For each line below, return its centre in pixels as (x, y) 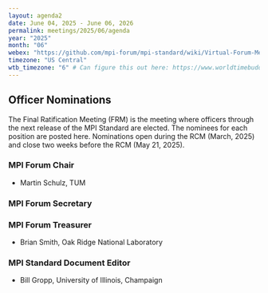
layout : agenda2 (35, 16)
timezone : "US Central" (48, 61)
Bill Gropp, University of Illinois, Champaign (91, 280)
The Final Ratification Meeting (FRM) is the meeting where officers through (131, 119)
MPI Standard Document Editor (69, 263)
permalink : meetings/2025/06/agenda (69, 30)
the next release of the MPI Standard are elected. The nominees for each (128, 128)
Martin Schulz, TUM (53, 182)
